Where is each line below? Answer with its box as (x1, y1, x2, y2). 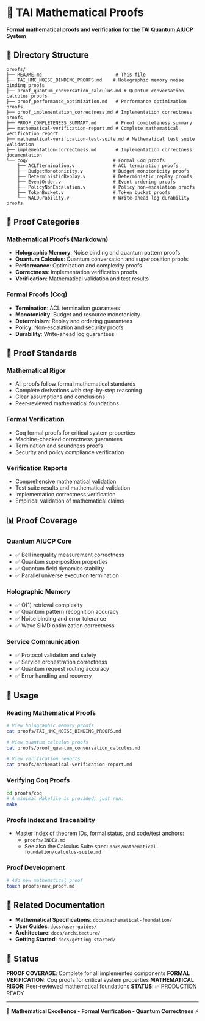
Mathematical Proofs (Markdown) (6, 235, 109, 244)
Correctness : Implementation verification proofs (15, 269, 137, 276)
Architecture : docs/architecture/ (15, 929, 101, 937)
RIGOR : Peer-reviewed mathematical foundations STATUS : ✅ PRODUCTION (6, 982, 197, 990)
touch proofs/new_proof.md (6, 883, 75, 889)
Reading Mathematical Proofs (6, 708, 96, 717)
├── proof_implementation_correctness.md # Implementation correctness (6, 109, 192, 115)
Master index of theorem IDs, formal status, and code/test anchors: (15, 829, 184, 837)
